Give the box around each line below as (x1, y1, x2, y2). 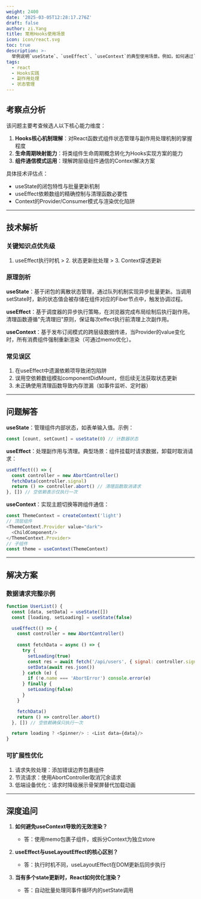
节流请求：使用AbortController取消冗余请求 (14, 774, 121, 781)
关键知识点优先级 (6, 242, 56, 251)
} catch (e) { (22, 669, 58, 676)
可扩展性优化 (6, 752, 44, 760)
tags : (6, 59, 20, 65)
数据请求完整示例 (6, 589, 56, 598)
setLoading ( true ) (28, 653, 71, 659)
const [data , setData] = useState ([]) (11, 609, 109, 615)
